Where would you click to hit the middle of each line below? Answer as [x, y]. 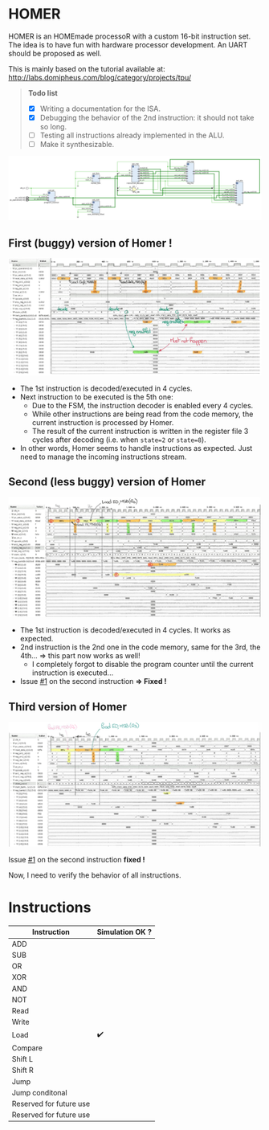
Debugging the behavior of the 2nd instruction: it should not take [147, 118]
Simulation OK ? [124, 932]
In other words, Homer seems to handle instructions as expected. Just [136, 448]
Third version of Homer [67, 707]
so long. [53, 127]
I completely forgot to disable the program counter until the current [143, 665]
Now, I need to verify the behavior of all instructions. [95, 875]
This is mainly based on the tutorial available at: [87, 68]
